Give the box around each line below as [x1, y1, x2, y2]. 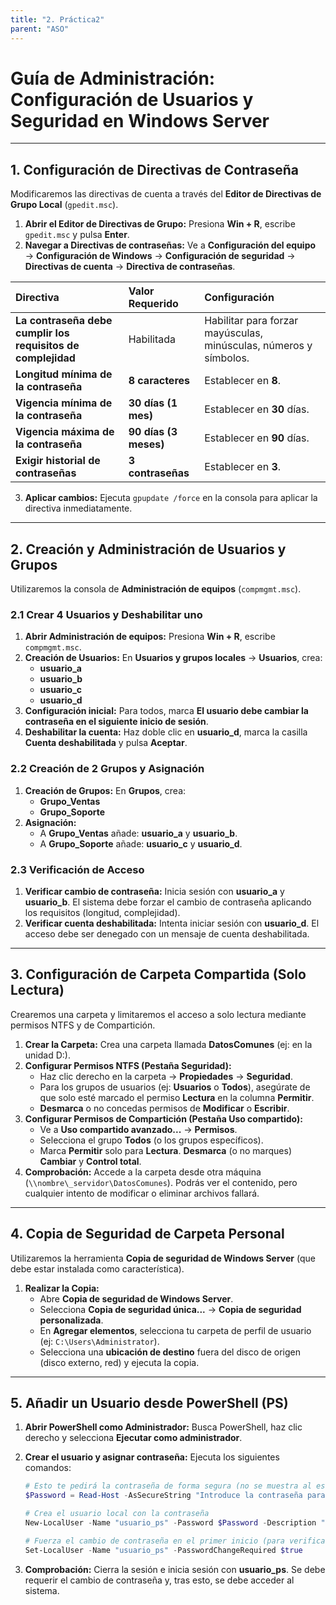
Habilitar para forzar [204, 314, 299, 328]
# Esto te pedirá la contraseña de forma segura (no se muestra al [24, 1481, 312, 1491]
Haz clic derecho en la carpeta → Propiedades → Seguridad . [39, 1070, 293, 1082]
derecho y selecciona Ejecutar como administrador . [24, 1432, 243, 1444]
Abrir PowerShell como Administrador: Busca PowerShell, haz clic [24, 1421, 303, 1433]
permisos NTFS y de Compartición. [10, 1019, 156, 1031]
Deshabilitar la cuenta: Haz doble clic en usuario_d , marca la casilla [24, 726, 308, 738]
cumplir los [15, 326, 70, 340]
